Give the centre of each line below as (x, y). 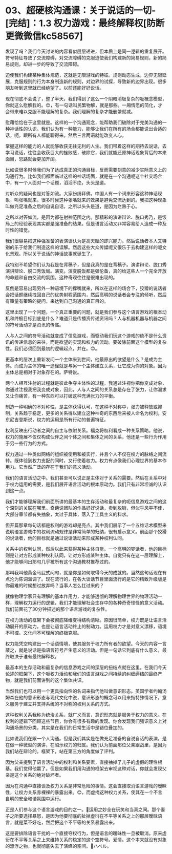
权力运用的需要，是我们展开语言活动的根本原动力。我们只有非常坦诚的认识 (88, 484)
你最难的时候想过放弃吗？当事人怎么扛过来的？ (55, 585)
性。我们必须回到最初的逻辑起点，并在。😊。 (52, 348)
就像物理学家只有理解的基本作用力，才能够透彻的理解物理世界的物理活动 (81, 596)
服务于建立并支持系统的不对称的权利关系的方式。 (61, 704)
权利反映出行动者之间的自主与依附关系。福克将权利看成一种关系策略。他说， (86, 430)
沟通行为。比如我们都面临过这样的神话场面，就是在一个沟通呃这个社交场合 (84, 176)
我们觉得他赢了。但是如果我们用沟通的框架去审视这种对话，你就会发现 (88, 768)
